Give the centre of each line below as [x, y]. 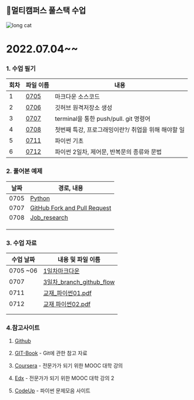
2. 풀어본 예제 [24, 171]
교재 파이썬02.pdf [67, 304]
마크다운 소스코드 [77, 97]
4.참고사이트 [23, 327]
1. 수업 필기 [21, 68]
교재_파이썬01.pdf [68, 293]
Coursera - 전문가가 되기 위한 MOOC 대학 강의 [69, 366]
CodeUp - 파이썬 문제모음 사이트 [53, 391]
